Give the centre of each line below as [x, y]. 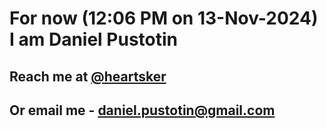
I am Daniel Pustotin [94, 39]
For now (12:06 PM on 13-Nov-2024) [164, 18]
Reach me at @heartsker [88, 76]
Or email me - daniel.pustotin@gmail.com [142, 110]
